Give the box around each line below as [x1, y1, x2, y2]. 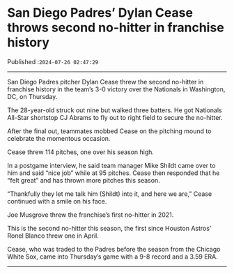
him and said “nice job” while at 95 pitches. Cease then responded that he [7, 169, 220, 177]
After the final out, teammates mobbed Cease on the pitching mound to [7, 127, 212, 135]
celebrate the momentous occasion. [7, 134, 111, 142]
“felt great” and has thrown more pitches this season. [7, 176, 160, 184]
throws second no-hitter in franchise [7, 20, 224, 36]
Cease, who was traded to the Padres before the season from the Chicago [7, 245, 221, 253]
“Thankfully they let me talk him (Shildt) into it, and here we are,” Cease [7, 190, 212, 198]
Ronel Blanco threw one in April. [7, 231, 99, 240]
